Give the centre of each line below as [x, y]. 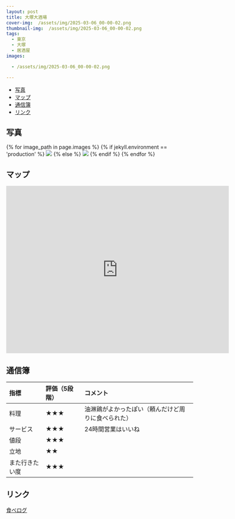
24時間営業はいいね [112, 429]
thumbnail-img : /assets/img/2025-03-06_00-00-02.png [74, 28]
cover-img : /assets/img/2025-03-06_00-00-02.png [69, 23]
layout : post [22, 12]
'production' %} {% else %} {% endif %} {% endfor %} [81, 154]
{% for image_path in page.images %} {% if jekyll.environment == [87, 147]
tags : [13, 34]
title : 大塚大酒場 [27, 17]
